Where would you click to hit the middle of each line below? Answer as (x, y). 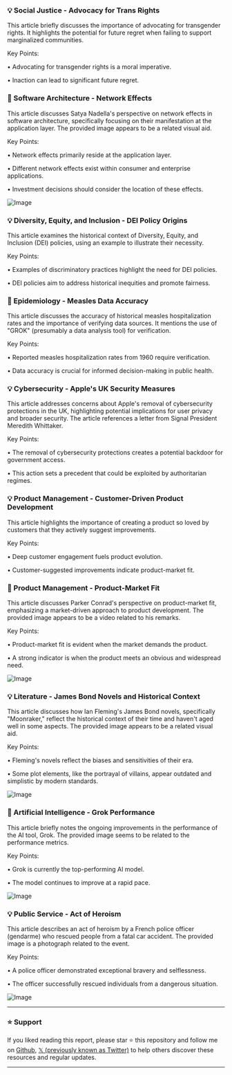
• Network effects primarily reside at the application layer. (89, 155)
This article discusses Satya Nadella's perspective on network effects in (110, 113)
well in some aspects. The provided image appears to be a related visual (110, 726)
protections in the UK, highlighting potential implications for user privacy (110, 411)
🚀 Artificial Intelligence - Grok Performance (81, 813)
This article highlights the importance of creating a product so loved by (108, 522)
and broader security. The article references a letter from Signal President (112, 419)
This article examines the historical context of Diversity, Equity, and (103, 235)
